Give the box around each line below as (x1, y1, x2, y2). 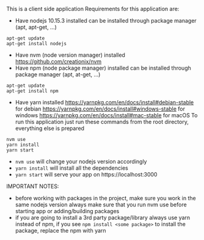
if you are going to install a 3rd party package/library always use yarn (15, 214, 191, 221)
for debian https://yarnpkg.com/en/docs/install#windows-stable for (15, 105, 185, 112)
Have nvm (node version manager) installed (15, 51, 125, 59)
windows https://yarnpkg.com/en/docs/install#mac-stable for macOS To (15, 112, 198, 118)
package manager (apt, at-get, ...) (15, 71, 101, 78)
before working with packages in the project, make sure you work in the (15, 195, 197, 202)
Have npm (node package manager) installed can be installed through (15, 64, 191, 71)
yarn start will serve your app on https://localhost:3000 (15, 171, 158, 178)
